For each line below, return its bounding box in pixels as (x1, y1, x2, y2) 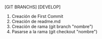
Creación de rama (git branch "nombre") (11, 24, 93, 29)
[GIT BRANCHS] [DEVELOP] (4, 4, 61, 10)
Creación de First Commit (11, 13, 63, 19)
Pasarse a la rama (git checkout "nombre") (11, 29, 98, 34)
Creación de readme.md (11, 19, 61, 24)
